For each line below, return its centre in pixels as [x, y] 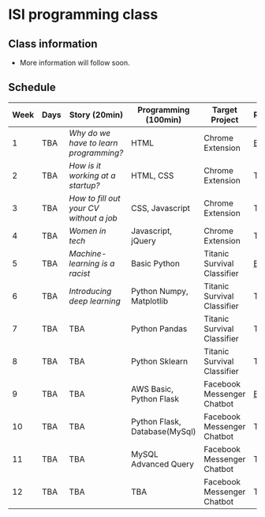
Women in [88, 231]
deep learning [95, 300]
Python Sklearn [159, 361]
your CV [84, 208]
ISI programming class [83, 15]
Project [225, 119]
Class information [53, 44]
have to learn [93, 142]
